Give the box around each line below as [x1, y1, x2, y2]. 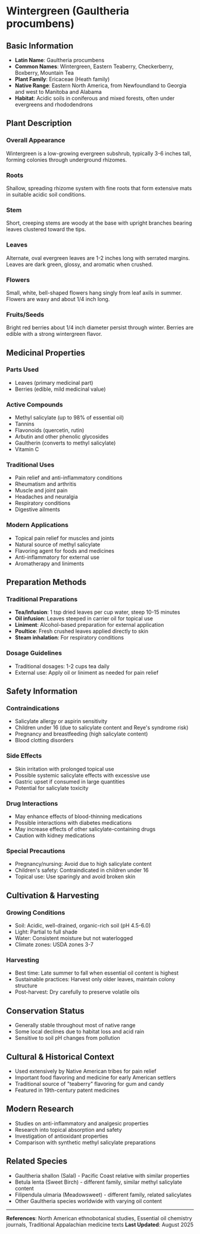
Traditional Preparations [6, 595, 78, 604]
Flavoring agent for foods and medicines [14, 547, 115, 554]
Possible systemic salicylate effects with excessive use [14, 771, 150, 779]
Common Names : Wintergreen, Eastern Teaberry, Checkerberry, [14, 63, 174, 70]
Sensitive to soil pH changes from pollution [14, 1034, 120, 1042]
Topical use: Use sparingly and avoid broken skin [14, 873, 136, 880]
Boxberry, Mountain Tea [14, 69, 74, 76]
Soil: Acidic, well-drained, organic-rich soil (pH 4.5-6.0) [14, 922, 151, 929]
